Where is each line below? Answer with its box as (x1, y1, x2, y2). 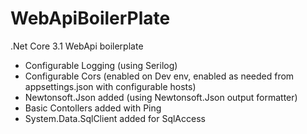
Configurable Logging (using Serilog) (24, 59, 178, 71)
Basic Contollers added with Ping (24, 102, 162, 114)
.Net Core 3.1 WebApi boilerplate (10, 40, 144, 52)
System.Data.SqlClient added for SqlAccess (24, 112, 206, 124)
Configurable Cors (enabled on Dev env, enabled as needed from (24, 70, 295, 82)
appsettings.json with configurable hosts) (24, 80, 197, 92)
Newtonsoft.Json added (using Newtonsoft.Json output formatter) (24, 91, 298, 103)
